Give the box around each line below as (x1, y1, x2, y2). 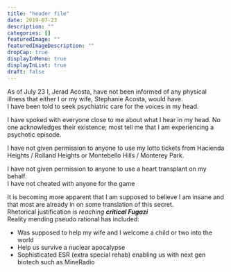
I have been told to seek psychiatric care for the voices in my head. (7, 102, 199, 110)
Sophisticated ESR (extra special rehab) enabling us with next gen (17, 250, 206, 259)
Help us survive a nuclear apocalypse (17, 243, 126, 251)
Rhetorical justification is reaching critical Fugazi (7, 207, 148, 216)
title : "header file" (7, 10, 70, 17)
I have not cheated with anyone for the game (7, 179, 135, 187)
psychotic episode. (7, 130, 62, 139)
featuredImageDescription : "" (7, 42, 95, 49)
